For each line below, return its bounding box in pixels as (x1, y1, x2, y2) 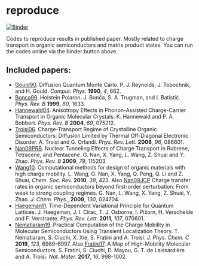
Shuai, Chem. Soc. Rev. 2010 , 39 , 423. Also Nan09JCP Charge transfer (14, 176, 191, 183)
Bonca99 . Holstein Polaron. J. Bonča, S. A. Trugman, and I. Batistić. (14, 93, 180, 101)
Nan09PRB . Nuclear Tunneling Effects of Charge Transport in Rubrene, (14, 144, 189, 152)
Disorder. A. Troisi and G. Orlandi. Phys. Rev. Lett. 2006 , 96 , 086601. (14, 138, 185, 146)
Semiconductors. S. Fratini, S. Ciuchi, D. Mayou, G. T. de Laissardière (14, 246, 185, 253)
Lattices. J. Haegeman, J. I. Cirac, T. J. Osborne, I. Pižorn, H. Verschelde (14, 208, 194, 216)
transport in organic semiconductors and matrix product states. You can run (6, 41, 193, 49)
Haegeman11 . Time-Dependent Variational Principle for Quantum (14, 202, 174, 209)
